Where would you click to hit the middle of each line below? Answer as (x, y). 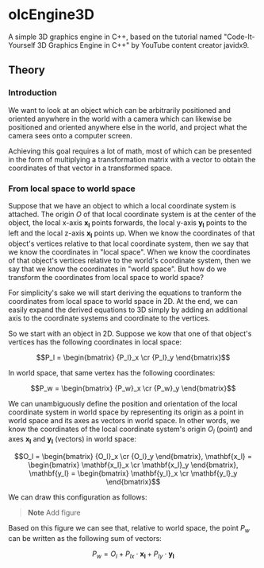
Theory (27, 70)
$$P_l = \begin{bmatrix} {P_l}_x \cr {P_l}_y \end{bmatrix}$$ (133, 357)
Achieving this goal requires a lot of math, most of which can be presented (130, 151)
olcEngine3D (52, 15)
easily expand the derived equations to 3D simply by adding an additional (128, 309)
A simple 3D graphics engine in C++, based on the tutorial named (115, 37)
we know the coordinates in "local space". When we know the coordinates (130, 251)
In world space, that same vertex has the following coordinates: (112, 372)
